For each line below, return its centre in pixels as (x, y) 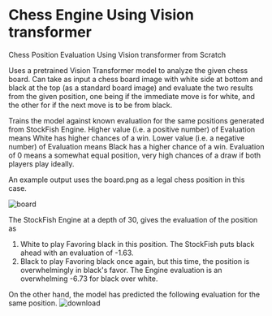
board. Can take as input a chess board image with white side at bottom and (136, 79)
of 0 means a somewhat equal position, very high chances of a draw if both (135, 155)
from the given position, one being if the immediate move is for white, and (132, 96)
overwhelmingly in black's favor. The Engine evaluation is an (121, 270)
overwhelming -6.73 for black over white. (89, 279)
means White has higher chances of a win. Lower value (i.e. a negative (127, 138)
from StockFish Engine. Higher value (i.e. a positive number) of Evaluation (132, 129)
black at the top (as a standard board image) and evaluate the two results (131, 88)
